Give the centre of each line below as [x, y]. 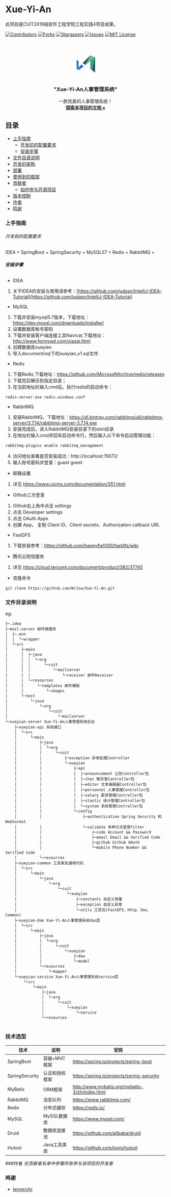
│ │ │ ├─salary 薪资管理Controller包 [79, 795]
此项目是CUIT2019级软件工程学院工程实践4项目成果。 [62, 24]
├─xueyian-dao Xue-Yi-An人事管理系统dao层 [58, 921]
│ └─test [20, 696]
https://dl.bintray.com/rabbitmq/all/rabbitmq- [117, 417]
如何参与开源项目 [38, 190]
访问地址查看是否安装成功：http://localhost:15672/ [65, 456]
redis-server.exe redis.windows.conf [45, 397]
